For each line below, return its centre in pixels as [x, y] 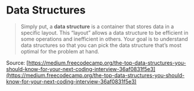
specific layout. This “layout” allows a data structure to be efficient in [104, 32]
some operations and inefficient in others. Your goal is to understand [104, 39]
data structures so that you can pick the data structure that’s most [101, 45]
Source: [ [17, 63]
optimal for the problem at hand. [60, 51]
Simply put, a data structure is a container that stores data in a [97, 26]
